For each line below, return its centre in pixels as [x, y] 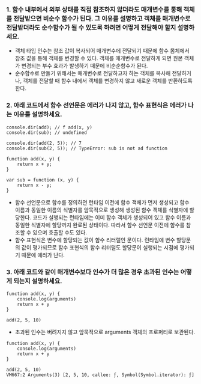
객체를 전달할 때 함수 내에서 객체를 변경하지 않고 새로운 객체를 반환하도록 [108, 81]
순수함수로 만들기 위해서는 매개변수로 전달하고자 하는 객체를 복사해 [93, 73]
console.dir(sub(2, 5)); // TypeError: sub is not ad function [87, 148]
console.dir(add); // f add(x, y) [49, 127]
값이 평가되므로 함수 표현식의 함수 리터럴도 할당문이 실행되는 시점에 [100, 247]
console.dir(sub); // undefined [46, 133]
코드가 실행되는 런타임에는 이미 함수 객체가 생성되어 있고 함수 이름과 [112, 217]
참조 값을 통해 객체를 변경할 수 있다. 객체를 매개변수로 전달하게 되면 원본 [99, 58]
